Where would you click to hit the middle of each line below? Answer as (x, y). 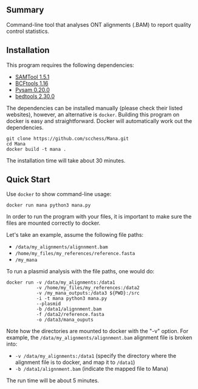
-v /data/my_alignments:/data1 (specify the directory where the (96, 356)
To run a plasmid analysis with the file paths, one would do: (80, 272)
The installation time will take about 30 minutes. (66, 160)
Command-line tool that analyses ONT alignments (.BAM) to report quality (99, 24)
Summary (25, 10)
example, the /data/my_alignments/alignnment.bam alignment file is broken (99, 338)
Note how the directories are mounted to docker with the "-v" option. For (97, 331)
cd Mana (16, 144)
